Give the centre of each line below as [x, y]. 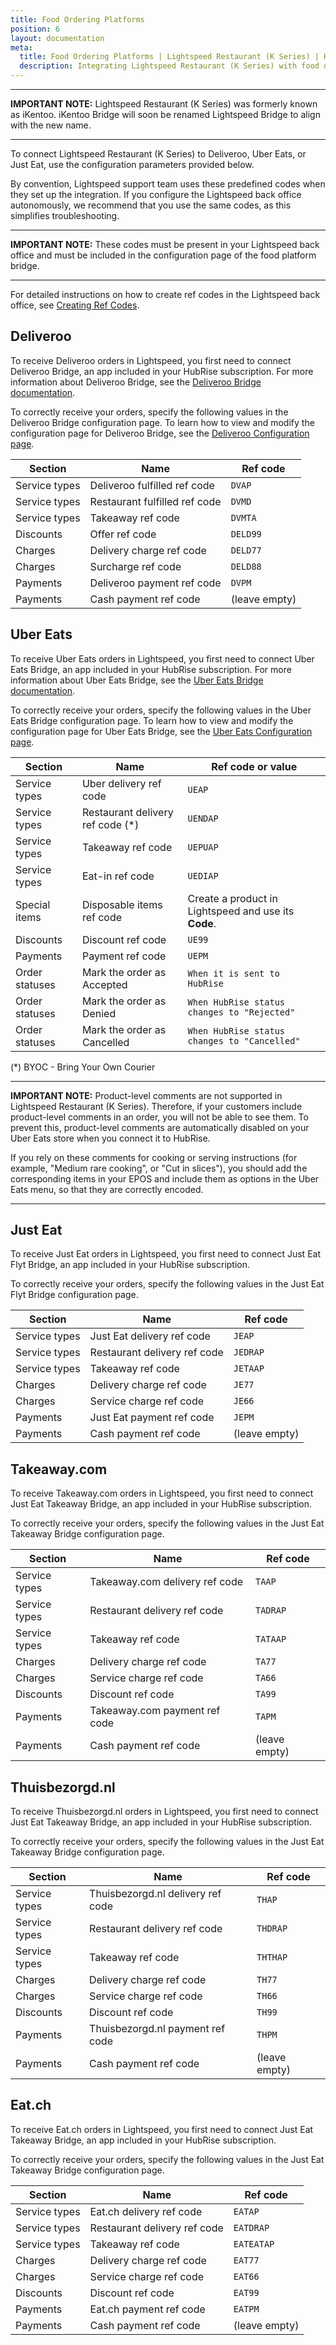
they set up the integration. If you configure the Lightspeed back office [156, 194]
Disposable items [122, 904]
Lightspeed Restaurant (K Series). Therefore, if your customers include [156, 1106]
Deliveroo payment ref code [155, 583]
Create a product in [232, 898]
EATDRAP [251, 2227]
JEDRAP [249, 1352]
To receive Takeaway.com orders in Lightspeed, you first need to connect [162, 1493]
